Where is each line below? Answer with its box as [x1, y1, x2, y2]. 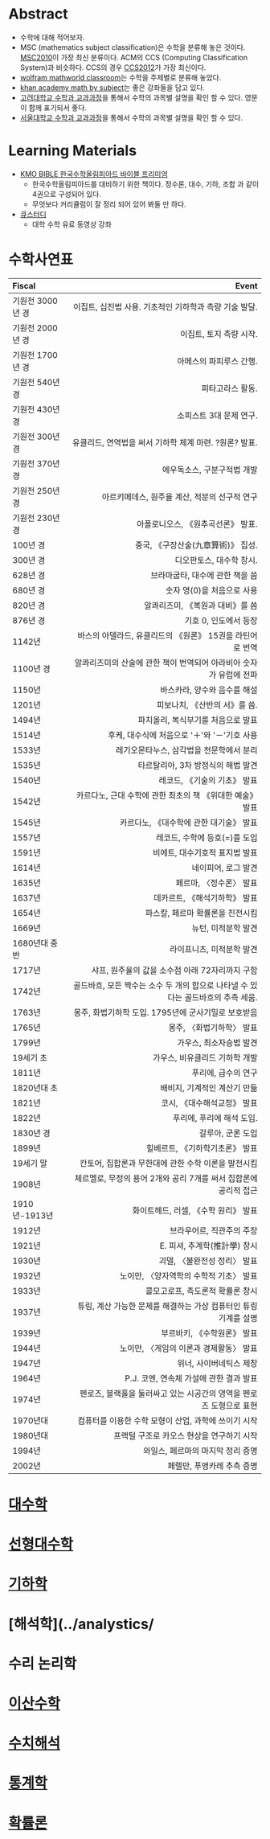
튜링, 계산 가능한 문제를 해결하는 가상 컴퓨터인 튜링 [77, 1300, 258, 1312]
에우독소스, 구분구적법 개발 [162, 464, 258, 475]
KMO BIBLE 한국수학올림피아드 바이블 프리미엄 [19, 169, 168, 179]
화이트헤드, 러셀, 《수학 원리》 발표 [132, 1205, 258, 1216]
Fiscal [12, 280, 36, 291]
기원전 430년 [12, 404, 60, 415]
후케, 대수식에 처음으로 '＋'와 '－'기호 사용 [108, 729, 258, 741]
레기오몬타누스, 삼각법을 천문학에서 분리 [115, 745, 258, 756]
